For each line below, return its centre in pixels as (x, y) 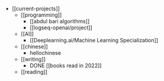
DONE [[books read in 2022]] (66, 66)
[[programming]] (41, 15)
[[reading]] (34, 72)
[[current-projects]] (36, 9)
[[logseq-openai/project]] (61, 27)
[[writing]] (33, 59)
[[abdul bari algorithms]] (60, 21)
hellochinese (45, 53)
